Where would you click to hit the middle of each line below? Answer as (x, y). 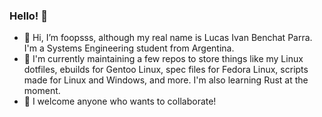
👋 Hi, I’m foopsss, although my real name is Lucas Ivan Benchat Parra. (168, 38)
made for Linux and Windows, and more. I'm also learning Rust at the (166, 80)
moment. (42, 91)
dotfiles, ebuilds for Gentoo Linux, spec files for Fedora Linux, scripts (166, 70)
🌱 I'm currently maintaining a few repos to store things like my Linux (163, 59)
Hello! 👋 (29, 16)
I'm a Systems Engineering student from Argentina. (129, 48)
